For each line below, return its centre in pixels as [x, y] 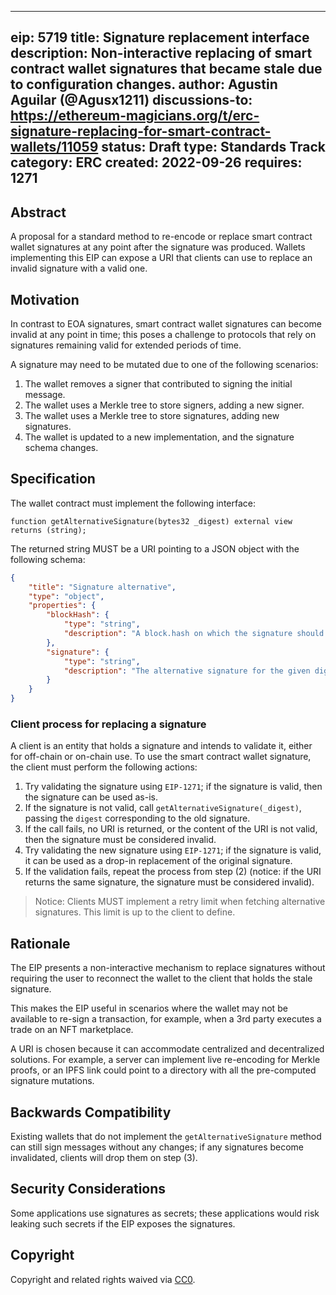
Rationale [40, 943]
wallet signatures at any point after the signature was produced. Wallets [158, 247]
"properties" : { [62, 606]
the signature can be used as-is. [91, 797]
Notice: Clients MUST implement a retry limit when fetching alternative [180, 902]
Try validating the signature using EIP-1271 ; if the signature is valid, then [173, 787]
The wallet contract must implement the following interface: [133, 503]
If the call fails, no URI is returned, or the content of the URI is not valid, [171, 829]
